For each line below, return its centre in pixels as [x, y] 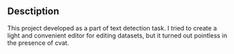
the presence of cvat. [38, 43]
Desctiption [33, 11]
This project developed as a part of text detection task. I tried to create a [112, 28]
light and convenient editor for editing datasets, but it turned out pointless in [117, 35]
